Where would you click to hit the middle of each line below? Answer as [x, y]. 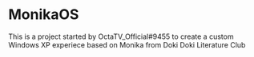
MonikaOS [44, 15]
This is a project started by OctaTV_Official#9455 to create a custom [121, 36]
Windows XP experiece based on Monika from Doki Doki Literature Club [127, 44]
